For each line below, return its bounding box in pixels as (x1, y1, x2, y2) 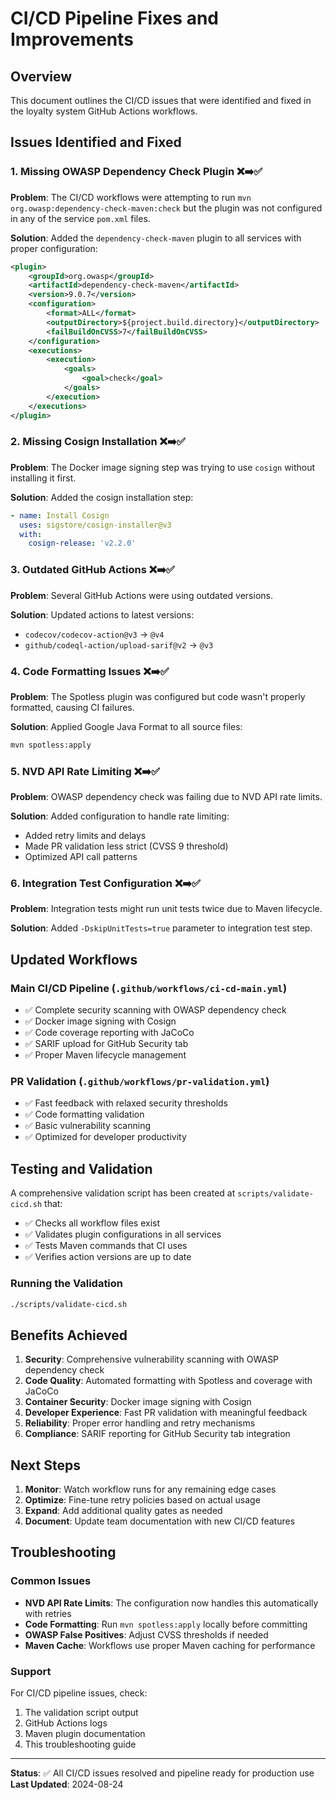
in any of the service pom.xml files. (10, 212, 151, 224)
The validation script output (24, 1707, 139, 1718)
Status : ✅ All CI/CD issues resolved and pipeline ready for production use (10, 1767, 315, 1779)
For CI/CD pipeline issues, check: (10, 1687, 148, 1699)
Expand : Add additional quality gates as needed (24, 1505, 223, 1517)
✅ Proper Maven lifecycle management (24, 1049, 187, 1061)
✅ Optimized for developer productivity (24, 1131, 187, 1143)
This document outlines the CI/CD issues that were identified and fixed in (10, 95, 312, 106)
